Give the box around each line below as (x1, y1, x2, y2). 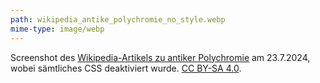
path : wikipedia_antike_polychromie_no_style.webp (10, 14, 226, 25)
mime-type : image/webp (10, 24, 105, 34)
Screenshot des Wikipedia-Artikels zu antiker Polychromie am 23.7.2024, (10, 51, 311, 63)
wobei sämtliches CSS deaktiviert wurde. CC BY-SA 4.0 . (10, 62, 242, 74)
